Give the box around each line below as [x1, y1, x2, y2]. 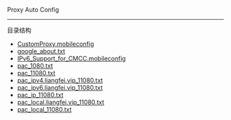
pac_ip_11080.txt [16, 91, 64, 99]
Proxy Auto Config [7, 5, 60, 14]
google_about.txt [16, 47, 65, 56]
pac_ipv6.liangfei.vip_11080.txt [16, 84, 103, 92]
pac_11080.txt [16, 69, 56, 77]
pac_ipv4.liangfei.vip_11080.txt [16, 76, 103, 84]
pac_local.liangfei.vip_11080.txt [16, 98, 104, 106]
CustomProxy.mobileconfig [16, 40, 94, 48]
